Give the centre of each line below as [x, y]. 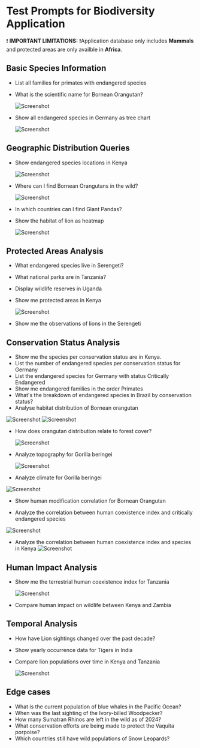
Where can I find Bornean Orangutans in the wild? [76, 186]
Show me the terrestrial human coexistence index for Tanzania [92, 582]
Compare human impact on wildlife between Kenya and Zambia [93, 605]
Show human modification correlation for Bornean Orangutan [90, 501]
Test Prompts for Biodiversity [81, 11]
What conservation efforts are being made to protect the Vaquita [95, 726]
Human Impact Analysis [52, 567]
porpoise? [27, 732]
